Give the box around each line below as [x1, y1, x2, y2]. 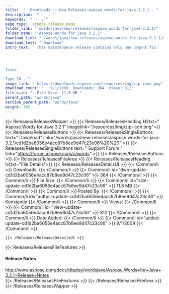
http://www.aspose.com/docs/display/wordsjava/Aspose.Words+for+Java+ [5, 267, 161, 273]
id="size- [129, 177, 149, 183]
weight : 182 [5, 104, 30, 109]
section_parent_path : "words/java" [5, 100, 80, 105]
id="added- [136, 215, 161, 221]
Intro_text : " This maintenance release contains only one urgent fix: [5, 45, 158, 50]
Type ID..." [5, 76, 30, 81]
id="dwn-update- [111, 166, 148, 172]
